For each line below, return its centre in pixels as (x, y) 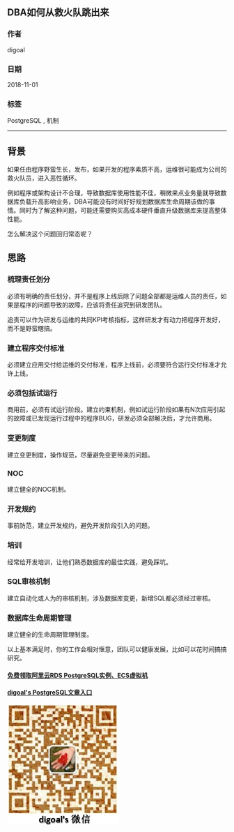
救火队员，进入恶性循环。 (44, 178)
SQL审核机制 (29, 582)
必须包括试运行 (32, 393)
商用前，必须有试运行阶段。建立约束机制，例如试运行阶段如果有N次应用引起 (116, 409)
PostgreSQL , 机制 (33, 121)
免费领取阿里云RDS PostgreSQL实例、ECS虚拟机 (78, 675)
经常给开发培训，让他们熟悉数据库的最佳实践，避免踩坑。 (89, 562)
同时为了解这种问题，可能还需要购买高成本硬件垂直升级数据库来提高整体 (123, 211)
